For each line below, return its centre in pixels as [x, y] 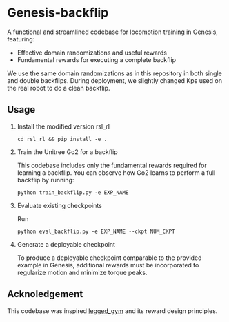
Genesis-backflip [58, 13]
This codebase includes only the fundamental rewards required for [112, 165]
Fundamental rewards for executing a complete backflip [96, 59]
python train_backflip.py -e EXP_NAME [73, 192]
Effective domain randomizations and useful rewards [92, 53]
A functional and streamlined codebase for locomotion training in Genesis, [113, 32]
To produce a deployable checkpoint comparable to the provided [109, 258]
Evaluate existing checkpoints [59, 205]
